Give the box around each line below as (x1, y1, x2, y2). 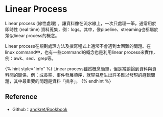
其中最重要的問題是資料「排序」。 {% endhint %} (13, 78, 111, 84)
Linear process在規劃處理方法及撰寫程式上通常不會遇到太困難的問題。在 (5, 43, 151, 49)
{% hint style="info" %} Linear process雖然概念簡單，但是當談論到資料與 (5, 65, 153, 72)
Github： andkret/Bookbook (12, 106, 68, 112)
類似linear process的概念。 (5, 32, 60, 38)
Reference (5, 92, 38, 101)
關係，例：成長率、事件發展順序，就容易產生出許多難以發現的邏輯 (18, 72, 151, 78)
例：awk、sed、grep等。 (5, 55, 56, 61)
